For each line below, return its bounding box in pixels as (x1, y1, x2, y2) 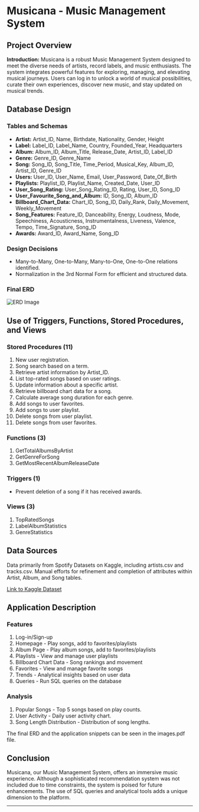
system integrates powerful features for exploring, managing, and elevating (6, 69, 190, 75)
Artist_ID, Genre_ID (15, 167, 61, 174)
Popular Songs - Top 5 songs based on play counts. (15, 706, 142, 713)
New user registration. (15, 356, 70, 363)
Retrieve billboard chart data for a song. (15, 387, 112, 394)
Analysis (6, 693, 33, 701)
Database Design (6, 105, 71, 115)
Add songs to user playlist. (15, 406, 80, 413)
